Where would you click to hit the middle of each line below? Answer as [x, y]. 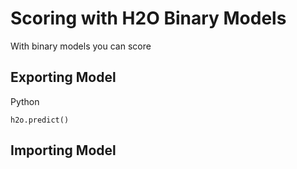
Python [25, 101]
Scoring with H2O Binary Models [148, 18]
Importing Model [63, 150]
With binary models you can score [81, 46]
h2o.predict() [40, 120]
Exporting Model [63, 77]
